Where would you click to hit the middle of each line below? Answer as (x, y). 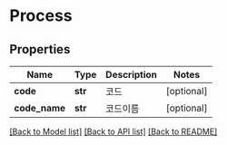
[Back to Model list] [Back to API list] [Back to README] (113, 131)
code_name (40, 108)
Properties (40, 49)
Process (41, 16)
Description (131, 75)
